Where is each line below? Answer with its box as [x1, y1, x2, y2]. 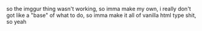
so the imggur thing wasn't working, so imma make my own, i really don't [6, 5, 192, 12]
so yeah [6, 18, 26, 25]
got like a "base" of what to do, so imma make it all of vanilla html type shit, [6, 12, 196, 19]
